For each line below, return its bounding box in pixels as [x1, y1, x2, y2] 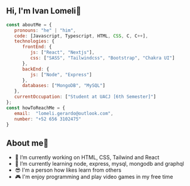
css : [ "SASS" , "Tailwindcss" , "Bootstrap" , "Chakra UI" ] [30, 55, 175, 61]
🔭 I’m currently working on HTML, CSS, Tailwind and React [14, 154, 160, 161]
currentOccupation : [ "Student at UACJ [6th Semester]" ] [14, 94, 157, 100]
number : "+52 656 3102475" [14, 116, 82, 122]
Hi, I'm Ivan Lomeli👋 [6, 6, 82, 16]
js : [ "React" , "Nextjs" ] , [30, 49, 95, 55]
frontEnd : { [22, 44, 52, 50]
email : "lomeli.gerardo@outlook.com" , [14, 110, 114, 116]
